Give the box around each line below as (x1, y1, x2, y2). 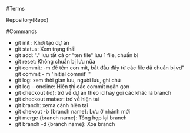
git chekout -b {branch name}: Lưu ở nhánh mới (14, 108, 131, 115)
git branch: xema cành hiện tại (14, 102, 88, 108)
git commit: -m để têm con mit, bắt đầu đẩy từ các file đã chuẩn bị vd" (14, 64, 185, 71)
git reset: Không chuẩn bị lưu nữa (14, 58, 96, 65)
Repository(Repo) (6, 16, 49, 23)
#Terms (6, 5, 25, 12)
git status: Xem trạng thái (14, 45, 76, 52)
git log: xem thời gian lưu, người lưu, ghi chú (14, 77, 121, 84)
